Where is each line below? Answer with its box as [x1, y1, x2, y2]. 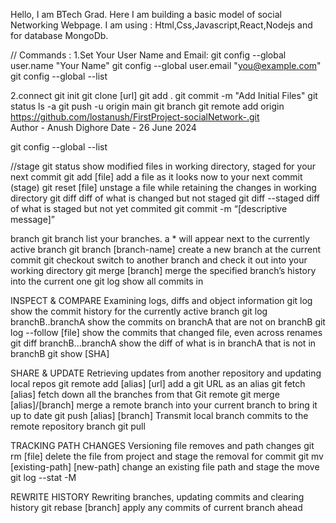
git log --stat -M [10, 472, 77, 483]
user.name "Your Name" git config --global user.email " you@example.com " [10, 60, 322, 71]
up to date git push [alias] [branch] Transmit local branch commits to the [10, 410, 309, 421]
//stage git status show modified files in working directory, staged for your [10, 160, 317, 172]
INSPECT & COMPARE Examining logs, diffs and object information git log [10, 295, 313, 306]
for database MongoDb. [10, 30, 109, 41]
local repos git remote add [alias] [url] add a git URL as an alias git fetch [10, 378, 306, 389]
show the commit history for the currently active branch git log [10, 305, 268, 317]
